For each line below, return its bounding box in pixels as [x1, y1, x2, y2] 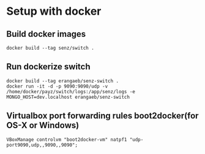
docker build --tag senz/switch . [6, 45, 95, 51]
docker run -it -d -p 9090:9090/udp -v [6, 83, 108, 90]
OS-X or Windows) [6, 120, 80, 131]
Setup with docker [6, 4, 102, 18]
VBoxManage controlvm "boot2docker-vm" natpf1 [6, 136, 127, 142]
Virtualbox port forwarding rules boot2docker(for [6, 110, 199, 121]
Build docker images [6, 29, 86, 39]
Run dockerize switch [6, 61, 91, 72]
